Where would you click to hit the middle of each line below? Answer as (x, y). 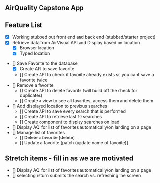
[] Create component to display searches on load (69, 122)
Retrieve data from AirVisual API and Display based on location (76, 43)
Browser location (37, 48)
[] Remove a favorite (33, 85)
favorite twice (34, 80)
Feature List (24, 25)
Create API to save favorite (47, 69)
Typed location (35, 53)
